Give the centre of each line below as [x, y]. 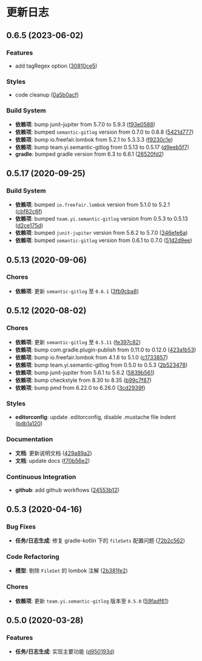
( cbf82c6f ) [29, 212]
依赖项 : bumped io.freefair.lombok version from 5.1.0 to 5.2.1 [92, 205]
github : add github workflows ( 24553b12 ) [67, 490]
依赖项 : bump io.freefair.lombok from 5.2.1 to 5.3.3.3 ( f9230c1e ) [94, 140]
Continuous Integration [41, 477]
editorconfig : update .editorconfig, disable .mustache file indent [95, 417]
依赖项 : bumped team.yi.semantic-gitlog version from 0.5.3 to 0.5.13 [101, 219]
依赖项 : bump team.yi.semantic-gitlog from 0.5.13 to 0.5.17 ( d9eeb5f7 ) [102, 147]
